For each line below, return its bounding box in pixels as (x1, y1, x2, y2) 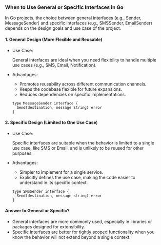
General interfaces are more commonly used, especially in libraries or (12, 219, 152, 225)
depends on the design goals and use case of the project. (5, 25, 121, 31)
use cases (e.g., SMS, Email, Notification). (12, 62, 97, 68)
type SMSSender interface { (12, 189, 69, 194)
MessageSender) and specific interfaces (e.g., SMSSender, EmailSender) (5, 20, 153, 26)
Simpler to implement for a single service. (19, 169, 103, 175)
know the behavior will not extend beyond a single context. (12, 234, 131, 240)
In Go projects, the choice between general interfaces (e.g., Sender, (5, 15, 141, 21)
